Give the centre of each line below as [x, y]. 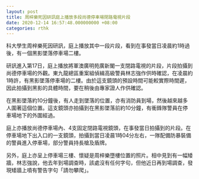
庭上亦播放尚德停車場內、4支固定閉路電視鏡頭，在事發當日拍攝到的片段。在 [99, 128]
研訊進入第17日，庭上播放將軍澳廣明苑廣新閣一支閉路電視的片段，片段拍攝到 [99, 66]
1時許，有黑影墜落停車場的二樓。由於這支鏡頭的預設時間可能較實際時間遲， [98, 81]
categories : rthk [28, 28]
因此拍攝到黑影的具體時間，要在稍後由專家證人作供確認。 [76, 88]
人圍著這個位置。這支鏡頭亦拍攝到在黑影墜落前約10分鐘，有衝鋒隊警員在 [94, 108]
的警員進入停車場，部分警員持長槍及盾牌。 [58, 143]
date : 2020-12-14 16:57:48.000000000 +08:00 [62, 23]
